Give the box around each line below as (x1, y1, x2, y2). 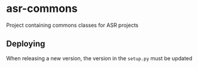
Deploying (6, 39, 45, 49)
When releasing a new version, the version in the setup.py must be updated (6, 54, 193, 61)
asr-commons (6, 2, 78, 16)
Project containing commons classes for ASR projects (6, 21, 139, 29)
